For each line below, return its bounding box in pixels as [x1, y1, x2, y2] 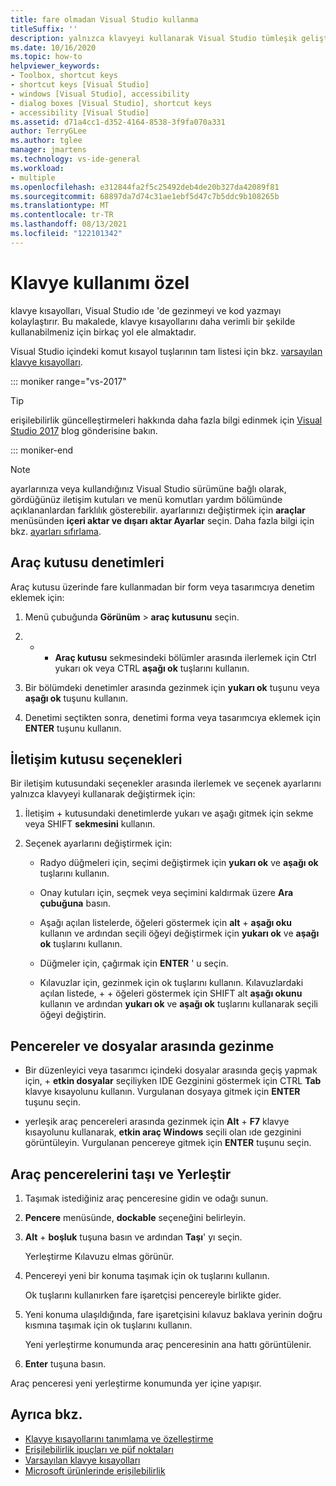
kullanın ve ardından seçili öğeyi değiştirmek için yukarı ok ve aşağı [39, 927, 320, 940]
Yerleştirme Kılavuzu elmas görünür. [24, 1250, 175, 1262]
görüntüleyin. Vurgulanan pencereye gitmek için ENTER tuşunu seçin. [24, 1137, 312, 1149]
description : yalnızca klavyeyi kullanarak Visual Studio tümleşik [10, 33, 298, 43]
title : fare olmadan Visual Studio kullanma [10, 14, 199, 25]
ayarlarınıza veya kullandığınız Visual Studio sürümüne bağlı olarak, [10, 482, 287, 495]
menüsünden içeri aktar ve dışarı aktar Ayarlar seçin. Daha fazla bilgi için [10, 514, 315, 526]
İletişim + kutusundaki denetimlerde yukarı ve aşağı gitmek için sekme [24, 807, 314, 820]
